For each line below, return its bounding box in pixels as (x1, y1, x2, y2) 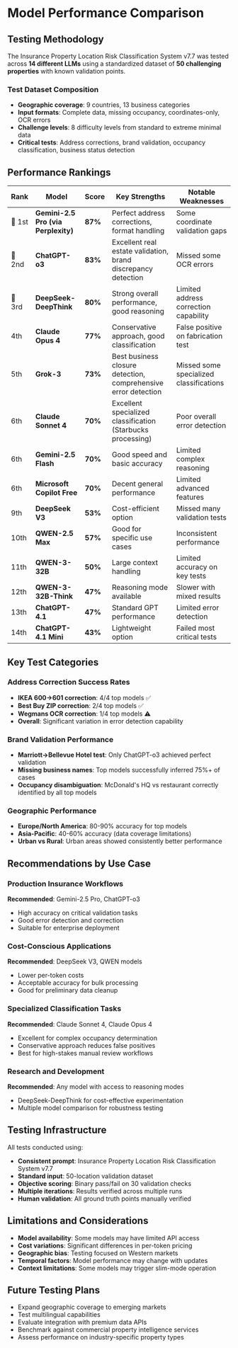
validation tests (176, 513, 227, 522)
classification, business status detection (17, 146, 135, 154)
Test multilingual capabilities (17, 1310, 101, 1319)
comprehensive (112, 378, 164, 388)
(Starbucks (112, 425, 149, 435)
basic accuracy (112, 459, 163, 469)
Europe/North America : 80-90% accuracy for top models (17, 822, 188, 830)
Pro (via (35, 217, 62, 227)
